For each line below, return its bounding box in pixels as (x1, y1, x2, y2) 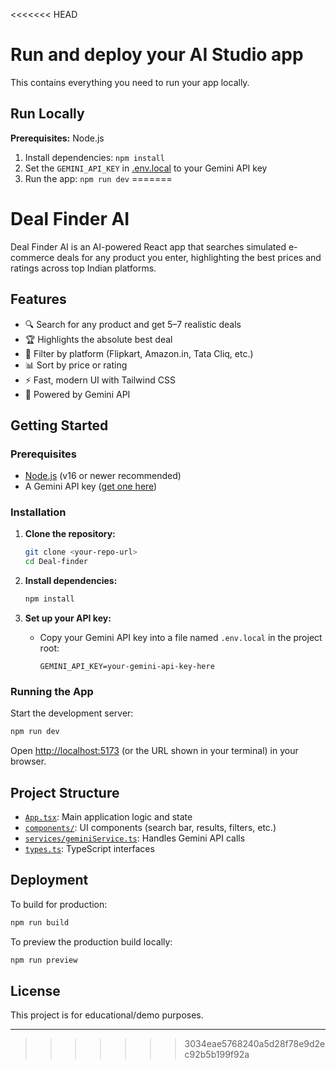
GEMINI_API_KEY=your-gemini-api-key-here (39, 662, 215, 672)
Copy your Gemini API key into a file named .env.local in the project (39, 632, 323, 644)
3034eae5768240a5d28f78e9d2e (184, 1038, 326, 1050)
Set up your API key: (24, 612, 112, 624)
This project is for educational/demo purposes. (10, 1009, 204, 1021)
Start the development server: (10, 707, 134, 719)
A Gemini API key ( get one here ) (24, 480, 158, 493)
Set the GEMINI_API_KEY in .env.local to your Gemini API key (24, 162, 268, 174)
